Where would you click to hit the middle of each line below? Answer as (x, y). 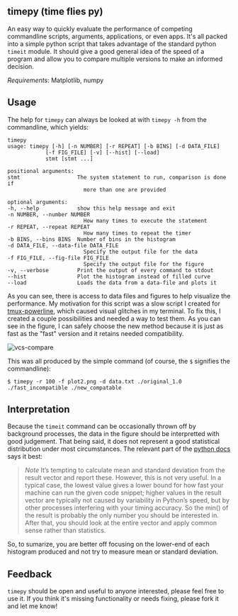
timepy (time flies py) (55, 12)
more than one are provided (125, 190)
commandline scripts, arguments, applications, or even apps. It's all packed (118, 36)
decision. (21, 66)
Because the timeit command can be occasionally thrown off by (102, 426)
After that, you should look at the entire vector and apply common (121, 523)
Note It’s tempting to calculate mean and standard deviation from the (125, 470)
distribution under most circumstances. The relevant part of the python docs (119, 449)
